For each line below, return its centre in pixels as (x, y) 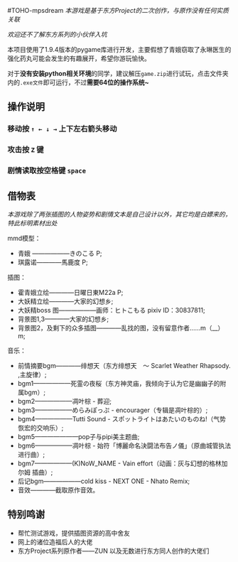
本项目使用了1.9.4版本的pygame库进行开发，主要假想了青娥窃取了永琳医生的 (119, 49)
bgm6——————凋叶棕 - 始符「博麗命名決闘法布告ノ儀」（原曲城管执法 (124, 445)
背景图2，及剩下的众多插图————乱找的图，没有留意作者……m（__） (121, 328)
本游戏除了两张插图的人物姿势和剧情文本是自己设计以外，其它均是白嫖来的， (119, 214)
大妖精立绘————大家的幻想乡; (65, 301)
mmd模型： (24, 238)
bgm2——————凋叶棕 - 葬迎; (65, 401)
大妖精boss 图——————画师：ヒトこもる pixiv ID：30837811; (111, 310)
